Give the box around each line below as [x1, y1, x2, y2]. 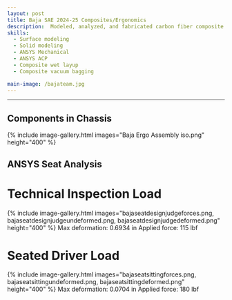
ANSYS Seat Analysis [7, 158, 102, 170]
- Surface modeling [13, 36, 70, 43]
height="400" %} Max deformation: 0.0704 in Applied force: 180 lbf [7, 285, 199, 294]
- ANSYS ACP [13, 55, 48, 62]
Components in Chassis [7, 112, 113, 124]
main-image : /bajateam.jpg [7, 80, 85, 87]
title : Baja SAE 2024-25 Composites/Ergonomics [7, 17, 147, 24]
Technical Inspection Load [7, 186, 162, 201]
